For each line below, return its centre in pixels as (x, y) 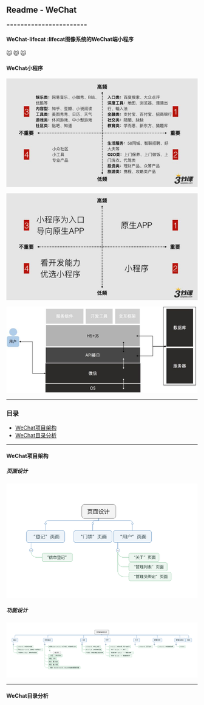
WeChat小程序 (25, 68)
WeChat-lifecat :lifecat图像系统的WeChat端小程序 (70, 40)
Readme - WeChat (42, 10)
